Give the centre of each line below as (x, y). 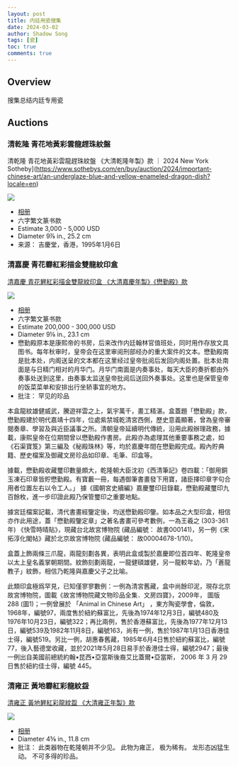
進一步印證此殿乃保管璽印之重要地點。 (87, 496)
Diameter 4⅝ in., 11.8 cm (53, 739)
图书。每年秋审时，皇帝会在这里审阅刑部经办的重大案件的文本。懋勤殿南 (123, 351)
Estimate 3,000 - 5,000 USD (59, 229)
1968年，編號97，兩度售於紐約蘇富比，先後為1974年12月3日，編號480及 (113, 613)
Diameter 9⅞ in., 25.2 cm (54, 236)
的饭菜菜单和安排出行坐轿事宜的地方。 (73, 387)
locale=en (22, 184)
